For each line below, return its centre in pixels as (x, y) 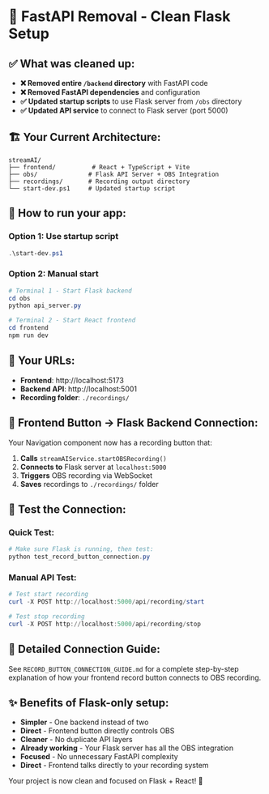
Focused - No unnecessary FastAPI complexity (99, 757)
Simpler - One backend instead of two (84, 722)
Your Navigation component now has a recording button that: (110, 442)
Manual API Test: (43, 577)
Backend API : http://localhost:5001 (79, 389)
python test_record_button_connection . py (79, 557)
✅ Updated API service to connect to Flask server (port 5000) (124, 110)
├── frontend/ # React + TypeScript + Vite (99, 167)
